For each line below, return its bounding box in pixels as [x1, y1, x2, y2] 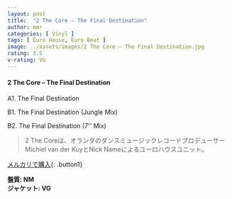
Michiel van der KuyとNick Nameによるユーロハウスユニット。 [24, 144, 208, 153]
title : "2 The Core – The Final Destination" [7, 17, 148, 24]
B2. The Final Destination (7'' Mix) [7, 121, 106, 130]
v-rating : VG [7, 57, 46, 64]
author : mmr [7, 23, 43, 30]
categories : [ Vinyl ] [7, 30, 74, 38]
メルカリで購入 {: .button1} [7, 160, 83, 169]
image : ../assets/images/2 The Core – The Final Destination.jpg [7, 43, 204, 50]
